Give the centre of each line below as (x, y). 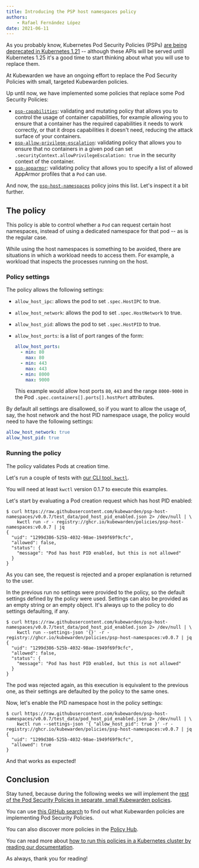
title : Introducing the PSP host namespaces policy (71, 12)
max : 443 (36, 368)
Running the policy (34, 453)
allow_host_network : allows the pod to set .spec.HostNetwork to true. (98, 313)
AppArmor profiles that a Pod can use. (61, 174)
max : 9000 (38, 380)
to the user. (20, 581)
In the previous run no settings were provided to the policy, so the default (96, 592)
